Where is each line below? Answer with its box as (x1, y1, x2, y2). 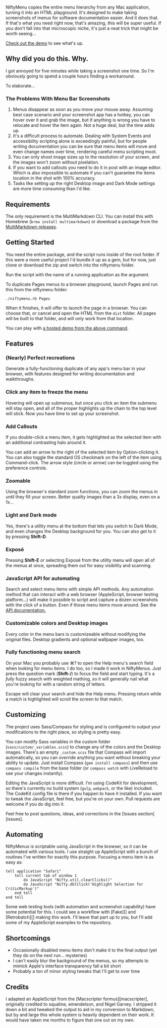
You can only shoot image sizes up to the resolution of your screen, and (12, 154, 160, 160)
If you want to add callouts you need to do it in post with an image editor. (12, 165, 162, 171)
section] (138, 810, 155, 817)
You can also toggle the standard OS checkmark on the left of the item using (5, 454, 162, 460)
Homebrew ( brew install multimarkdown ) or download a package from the (5, 218, 158, 224)
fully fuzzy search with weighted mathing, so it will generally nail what (5, 676, 149, 682)
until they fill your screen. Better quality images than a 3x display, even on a (5, 494, 160, 500)
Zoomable (5, 477, 31, 484)
